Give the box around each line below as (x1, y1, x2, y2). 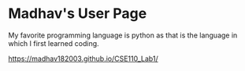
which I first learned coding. (8, 38, 100, 48)
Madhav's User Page (8, 5, 147, 23)
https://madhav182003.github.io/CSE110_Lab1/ (8, 54, 159, 63)
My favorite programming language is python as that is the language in (8, 30, 238, 40)
